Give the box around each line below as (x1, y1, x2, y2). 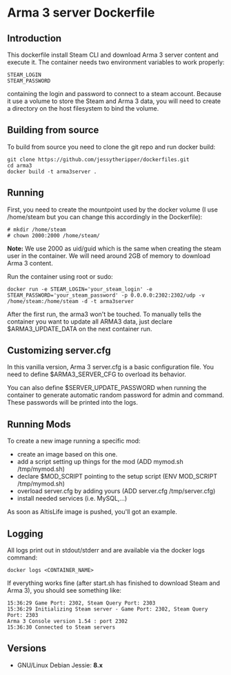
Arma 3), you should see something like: (7, 586, 122, 595)
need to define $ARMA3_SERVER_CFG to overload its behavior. (7, 370, 186, 378)
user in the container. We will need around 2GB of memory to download (7, 251, 210, 260)
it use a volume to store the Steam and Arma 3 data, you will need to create (7, 97, 221, 105)
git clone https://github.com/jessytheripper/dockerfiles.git (7, 156, 190, 163)
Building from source (7, 124, 99, 136)
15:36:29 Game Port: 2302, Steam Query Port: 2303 (7, 600, 156, 607)
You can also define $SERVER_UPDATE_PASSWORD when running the (7, 384, 207, 392)
